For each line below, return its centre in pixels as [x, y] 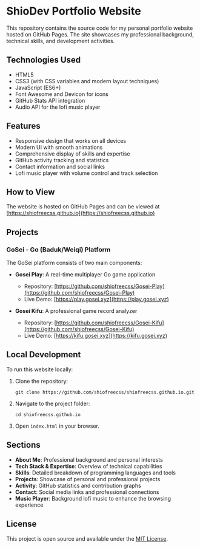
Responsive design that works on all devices [70, 140]
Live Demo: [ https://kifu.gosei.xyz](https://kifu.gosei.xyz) [96, 336]
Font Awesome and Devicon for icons [62, 94]
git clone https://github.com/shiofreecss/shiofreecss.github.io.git [105, 392]
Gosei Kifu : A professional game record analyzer [76, 311]
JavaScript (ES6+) [38, 87]
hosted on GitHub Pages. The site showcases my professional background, [100, 34]
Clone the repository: [42, 381]
